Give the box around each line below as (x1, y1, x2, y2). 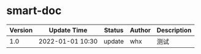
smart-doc (6, 4, 62, 18)
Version (9, 26, 33, 34)
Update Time (48, 26, 88, 34)
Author (129, 26, 151, 34)
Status (104, 26, 124, 34)
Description (156, 26, 192, 34)
